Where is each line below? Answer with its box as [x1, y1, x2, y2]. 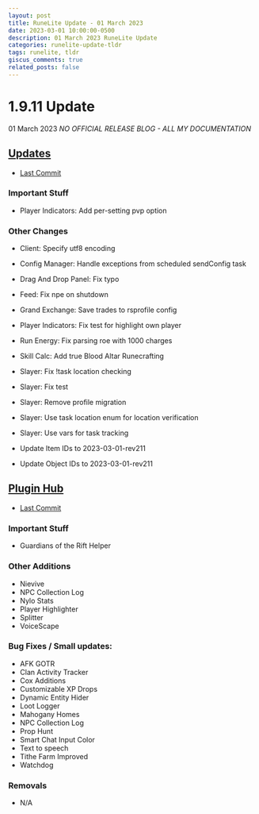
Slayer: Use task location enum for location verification [19, 413, 200, 422]
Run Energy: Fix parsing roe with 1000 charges [19, 336, 173, 345]
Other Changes [8, 226, 69, 237]
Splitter [19, 612, 44, 622]
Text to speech [19, 743, 69, 753]
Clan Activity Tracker [19, 667, 89, 677]
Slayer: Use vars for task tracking [19, 428, 129, 438]
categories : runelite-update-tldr [8, 41, 123, 49]
